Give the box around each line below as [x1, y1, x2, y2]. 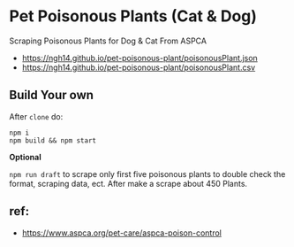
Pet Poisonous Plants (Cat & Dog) [9, 6, 258, 27]
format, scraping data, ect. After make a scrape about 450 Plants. [9, 178, 248, 189]
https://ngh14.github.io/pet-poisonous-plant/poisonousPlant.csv [21, 62, 256, 73]
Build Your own [9, 88, 94, 103]
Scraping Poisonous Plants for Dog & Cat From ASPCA [9, 35, 207, 46]
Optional [9, 151, 41, 162]
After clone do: [9, 111, 64, 121]
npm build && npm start [9, 135, 97, 145]
